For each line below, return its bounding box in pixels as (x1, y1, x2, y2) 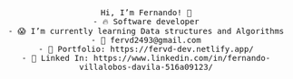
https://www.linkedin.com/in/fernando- (93, 53, 271, 63)
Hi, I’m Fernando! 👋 (100, 8, 192, 17)
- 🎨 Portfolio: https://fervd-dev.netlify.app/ (38, 44, 254, 54)
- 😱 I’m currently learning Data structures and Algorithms (7, 26, 285, 36)
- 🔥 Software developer (93, 17, 200, 26)
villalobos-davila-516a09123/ (78, 62, 213, 72)
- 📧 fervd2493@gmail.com (91, 35, 201, 45)
